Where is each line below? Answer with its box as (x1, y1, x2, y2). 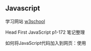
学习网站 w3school (5, 18, 45, 24)
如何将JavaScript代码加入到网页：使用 (5, 40, 86, 46)
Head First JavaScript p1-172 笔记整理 (5, 29, 85, 35)
